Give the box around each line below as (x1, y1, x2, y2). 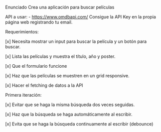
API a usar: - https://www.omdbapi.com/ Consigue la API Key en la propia (5, 14, 156, 19)
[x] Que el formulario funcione (5, 63, 67, 69)
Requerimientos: (5, 29, 39, 34)
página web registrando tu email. (5, 19, 73, 25)
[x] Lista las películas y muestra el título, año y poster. (5, 53, 116, 59)
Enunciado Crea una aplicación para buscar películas (5, 4, 115, 10)
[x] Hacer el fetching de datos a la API (5, 82, 83, 88)
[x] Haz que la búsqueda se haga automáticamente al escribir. (5, 112, 133, 117)
